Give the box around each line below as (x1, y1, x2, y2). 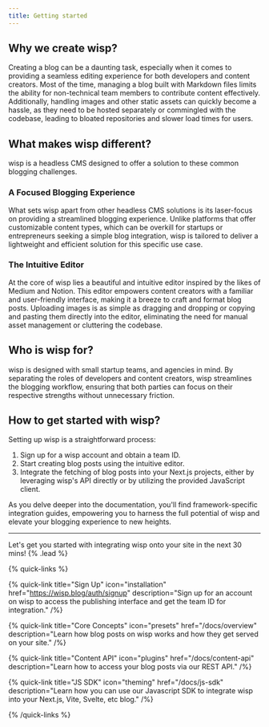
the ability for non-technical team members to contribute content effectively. (8, 88, 261, 98)
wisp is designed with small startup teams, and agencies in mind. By (8, 364, 234, 374)
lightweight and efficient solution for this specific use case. (8, 239, 203, 249)
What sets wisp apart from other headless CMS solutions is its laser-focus (8, 205, 253, 215)
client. (19, 485, 41, 494)
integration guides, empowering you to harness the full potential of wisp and (8, 509, 260, 518)
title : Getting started (8, 11, 88, 20)
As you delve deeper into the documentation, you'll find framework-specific (8, 500, 259, 510)
